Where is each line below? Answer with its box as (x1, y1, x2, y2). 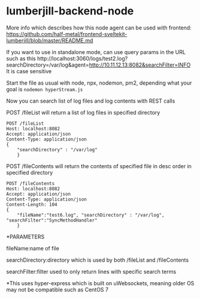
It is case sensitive (6, 67, 52, 74)
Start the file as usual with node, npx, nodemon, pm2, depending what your (6, 79, 192, 86)
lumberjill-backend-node (6, 4, 134, 18)
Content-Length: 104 (6, 201, 58, 208)
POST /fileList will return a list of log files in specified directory (6, 109, 160, 116)
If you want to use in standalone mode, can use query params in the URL (6, 48, 186, 55)
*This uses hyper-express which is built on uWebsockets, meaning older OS (6, 279, 195, 286)
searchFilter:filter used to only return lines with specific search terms (6, 268, 177, 275)
